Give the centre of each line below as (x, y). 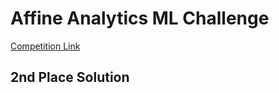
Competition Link (45, 46)
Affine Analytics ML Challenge (140, 18)
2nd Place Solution (70, 77)
